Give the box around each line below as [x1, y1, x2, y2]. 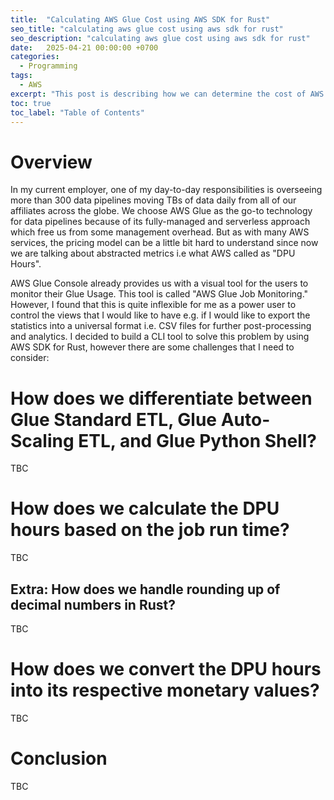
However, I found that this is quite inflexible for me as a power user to [10, 299, 297, 311]
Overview [10, 151, 93, 173]
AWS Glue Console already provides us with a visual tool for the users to [10, 277, 309, 290]
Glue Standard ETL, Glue [10, 408, 218, 431]
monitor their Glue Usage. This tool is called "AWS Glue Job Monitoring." [10, 288, 309, 300]
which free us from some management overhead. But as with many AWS [10, 226, 310, 238]
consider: [10, 352, 50, 364]
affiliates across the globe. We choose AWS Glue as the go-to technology [10, 205, 313, 217]
